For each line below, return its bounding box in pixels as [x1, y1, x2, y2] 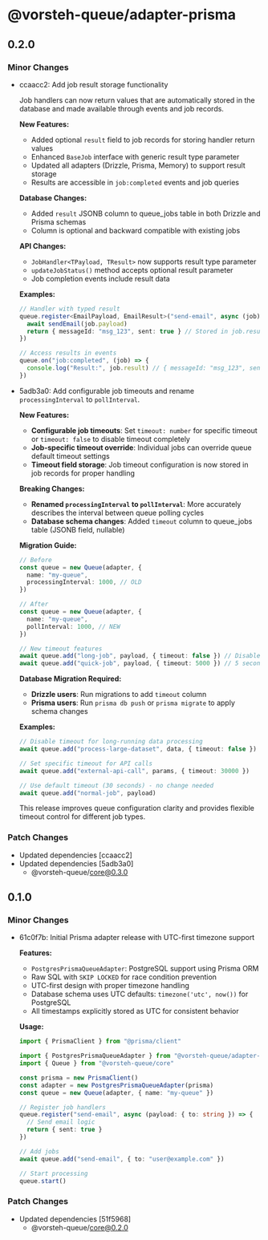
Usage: [18, 1022, 44, 1031]
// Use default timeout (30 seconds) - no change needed [18, 781, 214, 789]
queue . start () [18, 1177, 67, 1185]
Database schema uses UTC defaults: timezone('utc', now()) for [30, 989, 249, 999]
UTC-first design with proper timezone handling [30, 981, 190, 991]
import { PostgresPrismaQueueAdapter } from [18, 1052, 171, 1060]
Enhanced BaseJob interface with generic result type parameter [30, 152, 240, 161]
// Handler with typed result [18, 305, 121, 313]
